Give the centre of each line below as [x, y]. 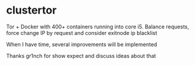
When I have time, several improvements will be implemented [82, 44]
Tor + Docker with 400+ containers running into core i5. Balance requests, [98, 27]
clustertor [31, 10]
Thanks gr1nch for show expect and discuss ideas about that [81, 56]
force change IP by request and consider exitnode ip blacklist [82, 32]
